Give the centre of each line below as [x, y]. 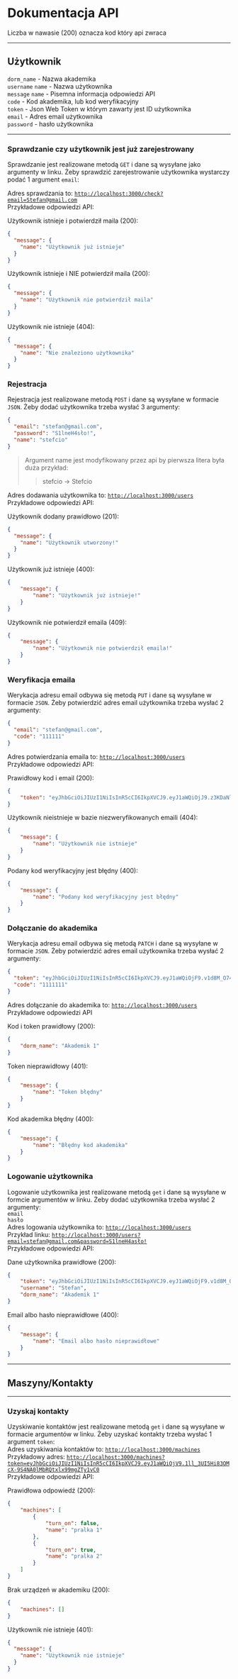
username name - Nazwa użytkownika [60, 86]
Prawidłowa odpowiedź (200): [51, 1490]
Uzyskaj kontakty [38, 1412]
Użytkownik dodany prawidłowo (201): [63, 516]
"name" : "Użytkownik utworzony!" [69, 543]
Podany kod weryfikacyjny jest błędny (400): [73, 870]
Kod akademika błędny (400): [51, 1119]
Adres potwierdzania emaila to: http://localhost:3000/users [96, 756]
